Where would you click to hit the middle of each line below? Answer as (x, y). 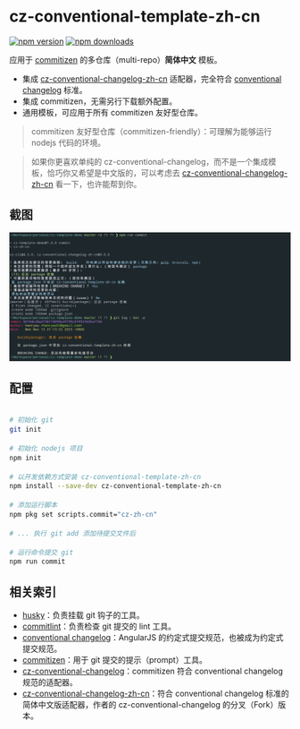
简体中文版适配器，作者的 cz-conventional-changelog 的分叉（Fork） (150, 705)
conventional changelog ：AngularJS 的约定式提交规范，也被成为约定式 (153, 638)
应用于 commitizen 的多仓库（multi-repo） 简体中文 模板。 (116, 59)
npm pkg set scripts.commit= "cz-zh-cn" (83, 515)
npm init (25, 458)
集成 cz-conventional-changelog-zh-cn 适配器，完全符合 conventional (152, 79)
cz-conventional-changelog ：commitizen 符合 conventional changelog (153, 671)
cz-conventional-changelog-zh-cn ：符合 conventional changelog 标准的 (155, 694)
